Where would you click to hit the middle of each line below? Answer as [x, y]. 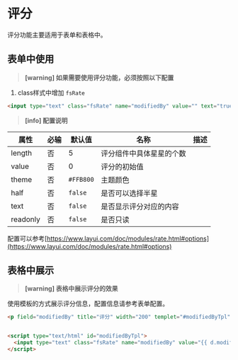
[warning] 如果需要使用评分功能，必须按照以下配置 [99, 77]
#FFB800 [81, 179]
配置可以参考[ [27, 238]
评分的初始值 [122, 166]
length [22, 153]
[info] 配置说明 [46, 120]
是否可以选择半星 [129, 193]
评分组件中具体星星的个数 [143, 153]
